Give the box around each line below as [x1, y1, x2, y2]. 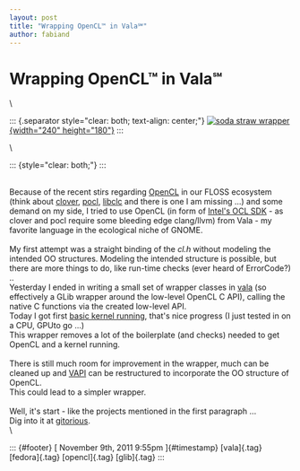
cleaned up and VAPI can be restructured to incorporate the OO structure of [9, 368, 289, 379]
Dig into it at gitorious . [9, 415, 91, 426]
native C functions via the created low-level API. [9, 301, 187, 312]
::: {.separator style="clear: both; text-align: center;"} [9, 116, 205, 126]
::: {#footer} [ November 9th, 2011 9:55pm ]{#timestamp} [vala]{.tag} [9, 442, 262, 453]
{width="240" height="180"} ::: [9, 125, 124, 135]
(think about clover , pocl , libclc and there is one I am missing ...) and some [9, 196, 284, 207]
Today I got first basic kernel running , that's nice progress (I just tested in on [9, 310, 291, 321]
